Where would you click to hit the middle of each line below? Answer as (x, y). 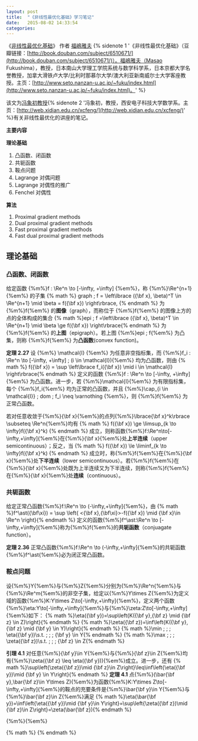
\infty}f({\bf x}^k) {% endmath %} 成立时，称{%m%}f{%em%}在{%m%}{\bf (99, 453)
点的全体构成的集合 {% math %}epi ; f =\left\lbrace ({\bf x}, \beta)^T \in (92, 318)
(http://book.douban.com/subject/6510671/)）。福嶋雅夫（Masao (84, 60)
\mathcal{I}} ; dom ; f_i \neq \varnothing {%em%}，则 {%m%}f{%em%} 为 (97, 396)
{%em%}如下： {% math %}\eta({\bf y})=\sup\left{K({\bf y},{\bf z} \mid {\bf (98, 615)
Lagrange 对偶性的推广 (43, 185)
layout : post (22, 12)
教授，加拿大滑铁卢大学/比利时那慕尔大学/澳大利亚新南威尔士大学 (91, 75)
